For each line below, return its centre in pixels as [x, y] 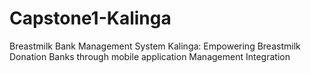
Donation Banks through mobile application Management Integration [150, 56]
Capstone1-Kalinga [90, 18]
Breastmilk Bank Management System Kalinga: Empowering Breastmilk [155, 46]
